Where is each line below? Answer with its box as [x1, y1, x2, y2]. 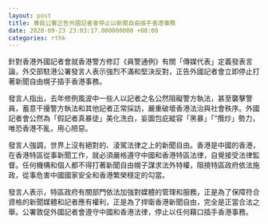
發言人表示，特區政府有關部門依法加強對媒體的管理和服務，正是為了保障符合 [8, 187, 260, 197]
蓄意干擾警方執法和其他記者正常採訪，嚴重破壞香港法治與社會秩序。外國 [22, 104, 260, 113]
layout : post [8, 11, 52, 20]
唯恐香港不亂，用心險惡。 [8, 124, 93, 133]
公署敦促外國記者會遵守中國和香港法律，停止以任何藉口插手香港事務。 [22, 207, 253, 217]
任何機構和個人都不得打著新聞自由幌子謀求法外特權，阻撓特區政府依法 [22, 160, 253, 170]
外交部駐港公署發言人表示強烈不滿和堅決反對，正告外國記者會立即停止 [22, 67, 253, 77]
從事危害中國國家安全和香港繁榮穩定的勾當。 [22, 171, 169, 180]
